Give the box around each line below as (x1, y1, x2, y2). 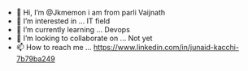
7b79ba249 (15, 54, 55, 64)
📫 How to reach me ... (15, 43, 92, 52)
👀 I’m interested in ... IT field (15, 16, 111, 26)
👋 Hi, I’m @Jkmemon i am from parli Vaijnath (15, 8, 166, 17)
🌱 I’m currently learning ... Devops (15, 25, 130, 34)
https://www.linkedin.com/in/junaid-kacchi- (93, 43, 240, 52)
